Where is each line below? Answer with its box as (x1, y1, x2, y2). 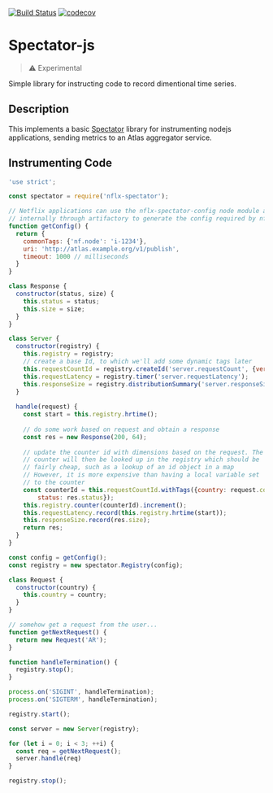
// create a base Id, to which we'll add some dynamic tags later (23, 358, 253, 366)
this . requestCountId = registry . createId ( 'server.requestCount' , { (23, 364, 256, 373)
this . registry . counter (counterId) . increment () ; (23, 501, 187, 509)
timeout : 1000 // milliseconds (23, 252, 129, 260)
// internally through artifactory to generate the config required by (8, 215, 256, 223)
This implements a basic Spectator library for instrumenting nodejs (8, 124, 232, 133)
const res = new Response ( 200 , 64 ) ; (23, 433, 148, 441)
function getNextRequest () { (8, 628, 107, 636)
